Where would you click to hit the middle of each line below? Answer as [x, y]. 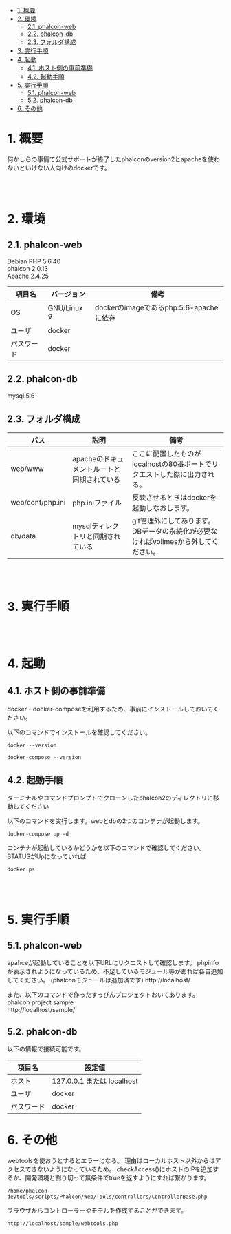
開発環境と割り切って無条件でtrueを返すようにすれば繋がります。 [118, 1178]
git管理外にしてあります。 [173, 520]
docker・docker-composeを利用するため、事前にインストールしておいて [110, 709]
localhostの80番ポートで [172, 464]
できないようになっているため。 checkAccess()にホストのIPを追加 [119, 1169]
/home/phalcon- [29, 1191]
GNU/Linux [66, 307]
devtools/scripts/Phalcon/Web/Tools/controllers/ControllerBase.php [107, 1197]
